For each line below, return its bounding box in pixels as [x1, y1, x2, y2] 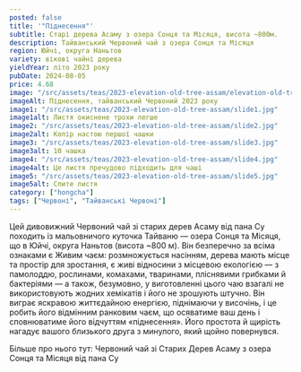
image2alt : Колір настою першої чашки [9, 130, 154, 139]
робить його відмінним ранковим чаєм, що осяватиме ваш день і [9, 307, 261, 317]
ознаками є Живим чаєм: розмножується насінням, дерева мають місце [9, 249, 290, 260]
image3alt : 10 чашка [9, 146, 87, 155]
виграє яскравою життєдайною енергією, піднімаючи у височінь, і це [9, 297, 278, 307]
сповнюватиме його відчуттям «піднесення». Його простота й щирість [9, 316, 280, 327]
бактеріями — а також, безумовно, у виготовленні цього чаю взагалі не [9, 278, 285, 289]
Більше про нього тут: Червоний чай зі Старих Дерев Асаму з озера [9, 342, 271, 354]
